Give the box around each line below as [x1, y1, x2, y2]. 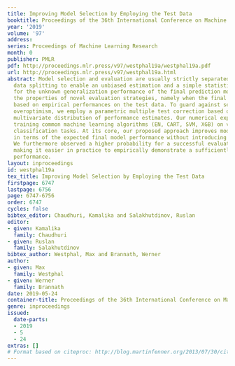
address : [7, 36, 33, 43]
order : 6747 [7, 199, 42, 206]
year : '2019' [7, 23, 45, 30]
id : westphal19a [7, 166, 55, 174]
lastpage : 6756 [7, 186, 52, 193]
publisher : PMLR [7, 56, 55, 63]
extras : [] [7, 342, 39, 349]
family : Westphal [13, 270, 64, 277]
